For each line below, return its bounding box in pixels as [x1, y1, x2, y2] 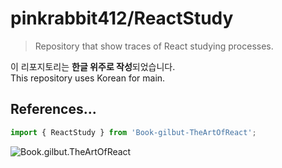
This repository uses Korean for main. [10, 72, 166, 84]
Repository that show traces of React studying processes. [34, 40, 274, 52]
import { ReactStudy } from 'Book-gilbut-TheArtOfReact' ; [10, 127, 257, 137]
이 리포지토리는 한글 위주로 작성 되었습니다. [10, 60, 176, 72]
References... [10, 101, 97, 118]
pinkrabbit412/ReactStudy [10, 7, 234, 30]
